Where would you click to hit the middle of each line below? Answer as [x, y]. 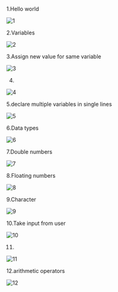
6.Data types [22, 128]
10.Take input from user [36, 223]
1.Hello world [23, 9]
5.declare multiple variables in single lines [59, 104]
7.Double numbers [29, 152]
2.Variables [21, 33]
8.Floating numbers [31, 176]
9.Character [22, 199]
